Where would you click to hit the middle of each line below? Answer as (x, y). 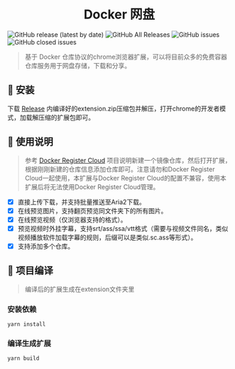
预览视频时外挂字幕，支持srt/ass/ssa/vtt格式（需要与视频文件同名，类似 (123, 228)
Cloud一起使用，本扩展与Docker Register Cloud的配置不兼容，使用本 (125, 178)
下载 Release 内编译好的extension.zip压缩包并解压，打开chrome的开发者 (114, 108)
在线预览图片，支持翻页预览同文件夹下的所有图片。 (92, 210)
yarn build (23, 358)
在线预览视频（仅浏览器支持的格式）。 (72, 220)
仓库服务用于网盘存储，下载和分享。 (78, 65)
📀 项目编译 (30, 271)
